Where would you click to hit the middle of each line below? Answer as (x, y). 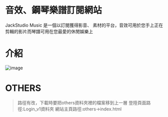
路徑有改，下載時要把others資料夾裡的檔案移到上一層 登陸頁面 (82, 102)
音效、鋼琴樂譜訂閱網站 (54, 10)
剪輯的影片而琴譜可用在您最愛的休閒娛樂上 (49, 31)
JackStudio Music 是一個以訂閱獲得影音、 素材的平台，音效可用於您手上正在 (84, 25)
